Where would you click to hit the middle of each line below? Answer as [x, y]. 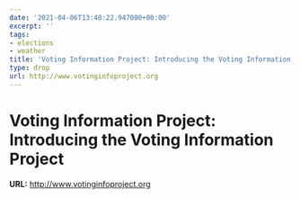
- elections [31, 43]
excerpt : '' [31, 26]
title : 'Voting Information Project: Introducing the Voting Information [150, 59]
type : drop [30, 68]
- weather [28, 51]
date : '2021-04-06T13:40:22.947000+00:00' [90, 18]
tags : [19, 34]
